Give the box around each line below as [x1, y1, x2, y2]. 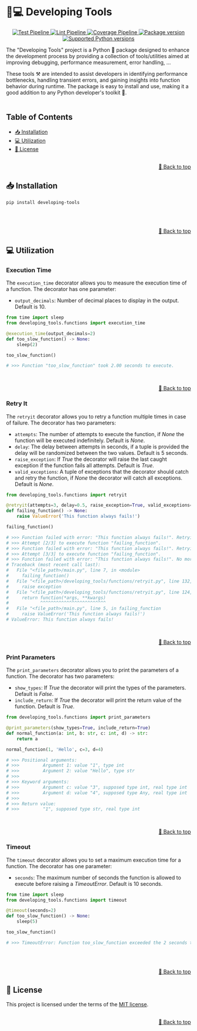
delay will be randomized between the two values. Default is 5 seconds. [14, 449, 188, 456]
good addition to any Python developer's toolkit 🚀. [6, 89, 127, 96]
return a [16, 736, 38, 742]
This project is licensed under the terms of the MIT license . [6, 1000, 148, 1007]
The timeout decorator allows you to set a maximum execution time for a [6, 856, 181, 863]
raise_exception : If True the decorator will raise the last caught [14, 456, 167, 463]
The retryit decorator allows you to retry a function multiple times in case [6, 413, 186, 420]
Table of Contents [6, 112, 73, 122]
